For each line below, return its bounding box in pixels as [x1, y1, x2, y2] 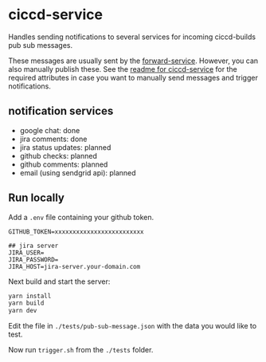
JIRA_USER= [8, 249, 45, 257]
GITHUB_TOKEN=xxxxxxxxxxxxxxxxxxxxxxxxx [8, 227, 145, 236]
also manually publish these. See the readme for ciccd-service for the [8, 64, 237, 73]
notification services [8, 104, 114, 118]
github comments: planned [19, 159, 108, 169]
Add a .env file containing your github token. [8, 212, 154, 222]
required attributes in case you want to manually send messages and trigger [8, 73, 259, 82]
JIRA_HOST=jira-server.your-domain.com [8, 262, 141, 270]
